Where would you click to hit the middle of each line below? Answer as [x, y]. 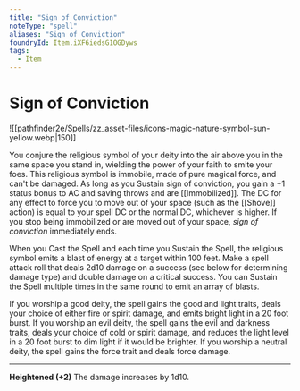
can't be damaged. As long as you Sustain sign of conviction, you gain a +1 [147, 183]
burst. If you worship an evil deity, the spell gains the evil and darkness [140, 322]
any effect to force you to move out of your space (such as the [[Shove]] [143, 202]
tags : [19, 51]
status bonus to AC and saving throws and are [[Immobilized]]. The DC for [146, 192]
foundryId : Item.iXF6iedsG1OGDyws [74, 42]
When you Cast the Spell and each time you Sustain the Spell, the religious [146, 248]
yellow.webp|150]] [43, 137]
